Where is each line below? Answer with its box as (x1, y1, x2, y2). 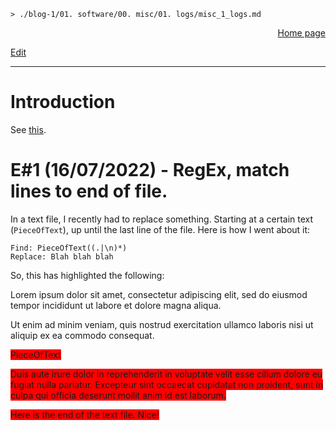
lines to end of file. (10, 180, 168, 203)
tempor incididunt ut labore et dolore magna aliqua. (10, 299, 222, 311)
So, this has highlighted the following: (10, 269, 165, 281)
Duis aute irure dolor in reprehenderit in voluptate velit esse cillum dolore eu (10, 368, 323, 380)
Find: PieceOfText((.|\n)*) (10, 243, 128, 253)
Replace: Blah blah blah (10, 251, 114, 262)
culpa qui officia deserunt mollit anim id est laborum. (10, 389, 227, 401)
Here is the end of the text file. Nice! (10, 408, 160, 420)
